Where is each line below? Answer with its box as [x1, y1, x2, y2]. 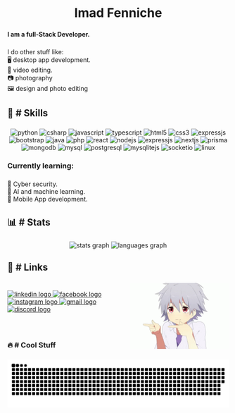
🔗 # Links [7, 261, 48, 273]
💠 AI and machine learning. [7, 187, 86, 196]
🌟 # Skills [7, 107, 49, 119]
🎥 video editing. [7, 66, 53, 75]
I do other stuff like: [7, 48, 64, 56]
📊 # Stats [7, 216, 51, 228]
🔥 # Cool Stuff [7, 340, 56, 350]
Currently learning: [7, 161, 74, 171]
